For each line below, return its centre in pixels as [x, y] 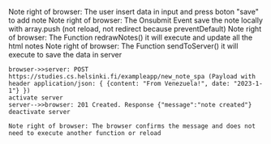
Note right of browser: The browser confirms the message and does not [132, 126]
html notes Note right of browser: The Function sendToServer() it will [123, 46]
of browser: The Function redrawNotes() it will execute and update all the [131, 37]
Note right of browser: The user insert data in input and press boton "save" [134, 12]
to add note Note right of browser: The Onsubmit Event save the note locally [136, 20]
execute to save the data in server [65, 55]
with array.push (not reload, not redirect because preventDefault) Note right [135, 29]
